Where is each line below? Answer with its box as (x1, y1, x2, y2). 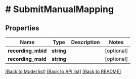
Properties (5, 24, 39, 32)
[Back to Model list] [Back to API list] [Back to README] (5, 68, 121, 74)
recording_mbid (8, 47, 47, 54)
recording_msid (8, 56, 47, 62)
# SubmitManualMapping (5, 4, 114, 15)
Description (71, 39, 100, 46)
